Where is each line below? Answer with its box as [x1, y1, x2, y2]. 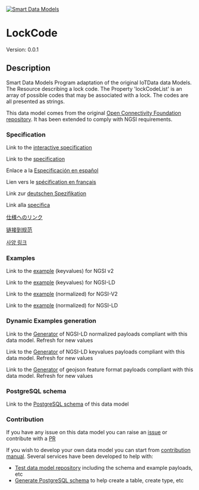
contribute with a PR [6, 435, 56, 442]
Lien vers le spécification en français [6, 179, 96, 186]
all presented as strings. [6, 98, 65, 105]
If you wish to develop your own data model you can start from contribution [6, 447, 191, 454]
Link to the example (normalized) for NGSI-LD [6, 302, 118, 309]
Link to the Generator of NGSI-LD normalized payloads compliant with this [6, 330, 188, 338]
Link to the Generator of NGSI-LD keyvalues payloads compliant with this [6, 348, 185, 355]
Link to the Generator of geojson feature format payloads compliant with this [6, 365, 194, 373]
